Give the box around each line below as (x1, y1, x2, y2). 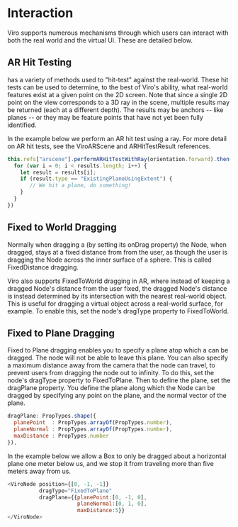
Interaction (7, 5, 74, 21)
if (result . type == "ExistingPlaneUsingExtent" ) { (20, 175, 173, 182)
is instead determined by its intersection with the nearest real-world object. (7, 292, 227, 300)
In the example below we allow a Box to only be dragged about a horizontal (7, 452, 227, 460)
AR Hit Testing (7, 57, 72, 69)
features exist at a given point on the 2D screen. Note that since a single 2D (7, 90, 228, 99)
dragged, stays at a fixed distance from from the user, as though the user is (7, 248, 228, 256)
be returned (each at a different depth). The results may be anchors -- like (7, 105, 225, 114)
